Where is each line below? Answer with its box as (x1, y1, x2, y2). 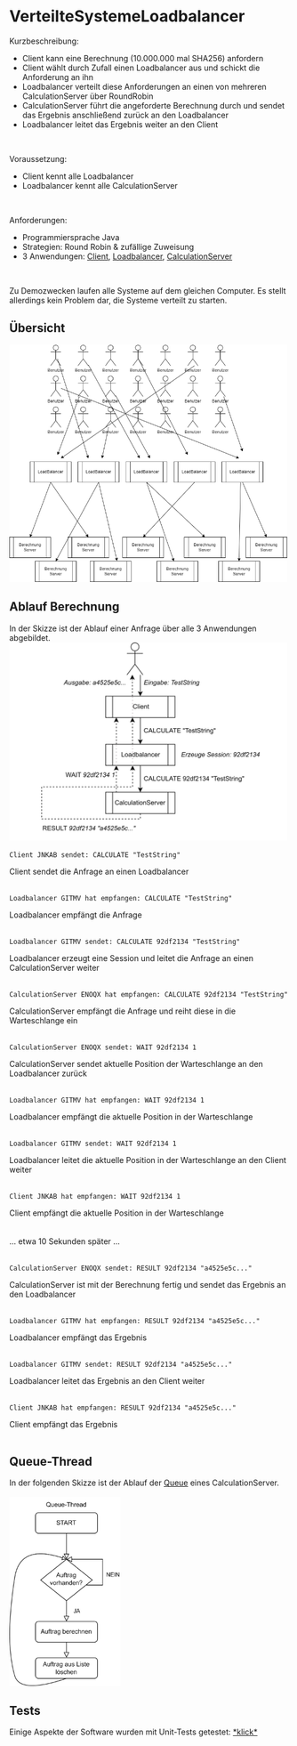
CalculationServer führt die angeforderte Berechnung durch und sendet (21, 100, 285, 110)
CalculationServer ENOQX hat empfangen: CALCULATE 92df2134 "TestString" (9, 990, 289, 998)
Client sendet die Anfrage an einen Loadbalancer (9, 866, 189, 877)
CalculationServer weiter (9, 962, 100, 973)
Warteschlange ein (9, 1014, 78, 1025)
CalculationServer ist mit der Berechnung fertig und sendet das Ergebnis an (9, 1279, 286, 1289)
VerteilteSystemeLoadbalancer (9, 6, 245, 27)
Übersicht (9, 320, 66, 335)
